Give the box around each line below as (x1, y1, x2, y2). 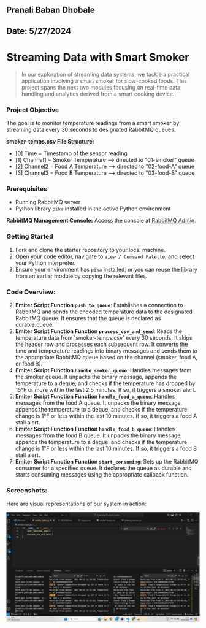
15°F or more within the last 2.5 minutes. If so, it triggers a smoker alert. (15, 386, 196, 393)
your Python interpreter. (15, 259, 76, 266)
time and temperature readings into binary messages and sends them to (15, 347, 198, 354)
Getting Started (6, 232, 53, 241)
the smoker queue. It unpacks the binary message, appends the (15, 373, 177, 380)
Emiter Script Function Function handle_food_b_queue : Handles (15, 425, 175, 432)
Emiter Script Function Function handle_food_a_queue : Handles (15, 392, 175, 400)
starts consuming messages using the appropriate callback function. (15, 470, 189, 478)
